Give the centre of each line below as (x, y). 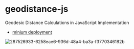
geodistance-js (37, 9)
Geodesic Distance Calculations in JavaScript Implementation (67, 23)
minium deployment (32, 32)
